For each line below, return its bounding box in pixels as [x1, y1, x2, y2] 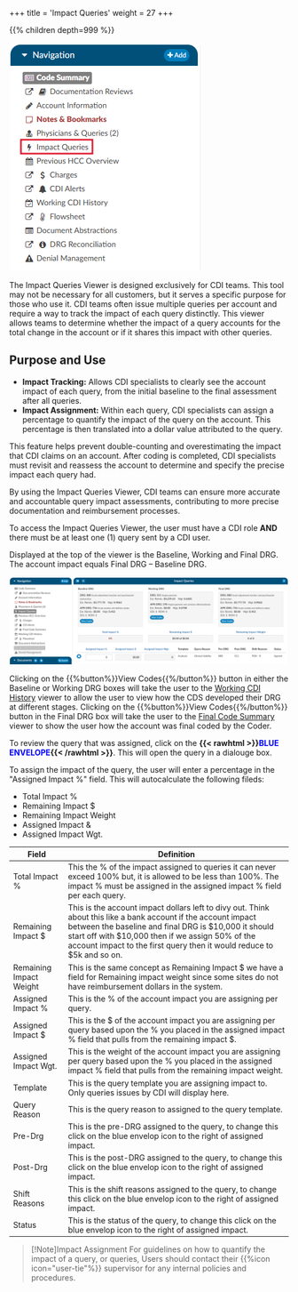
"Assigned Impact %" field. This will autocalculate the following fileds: [9, 774, 264, 785]
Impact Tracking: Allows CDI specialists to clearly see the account [21, 376, 266, 387]
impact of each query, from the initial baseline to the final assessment [21, 386, 278, 397]
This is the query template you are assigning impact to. [67, 1078, 268, 1088]
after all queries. [21, 395, 82, 405]
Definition [158, 848, 195, 859]
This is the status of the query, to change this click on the [67, 1215, 277, 1225]
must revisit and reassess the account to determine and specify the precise [9, 460, 286, 470]
